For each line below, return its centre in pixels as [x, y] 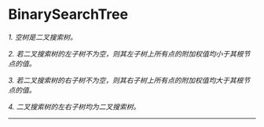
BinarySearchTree [68, 15]
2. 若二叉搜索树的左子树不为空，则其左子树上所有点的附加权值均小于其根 [126, 53]
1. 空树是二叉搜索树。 [42, 37]
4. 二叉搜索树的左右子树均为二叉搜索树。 [74, 107]
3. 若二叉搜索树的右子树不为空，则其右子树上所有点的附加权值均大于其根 [126, 80]
